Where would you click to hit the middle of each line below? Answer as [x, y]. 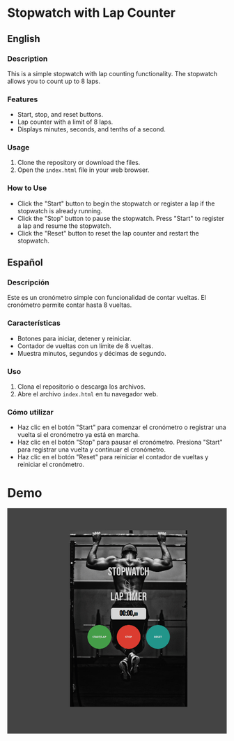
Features [23, 99]
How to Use [27, 188]
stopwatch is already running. [60, 210]
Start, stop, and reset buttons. [60, 115]
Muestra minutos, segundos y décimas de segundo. [92, 353]
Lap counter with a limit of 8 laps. [65, 122]
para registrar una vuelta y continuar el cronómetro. [91, 449]
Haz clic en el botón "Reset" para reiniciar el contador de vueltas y [113, 457]
